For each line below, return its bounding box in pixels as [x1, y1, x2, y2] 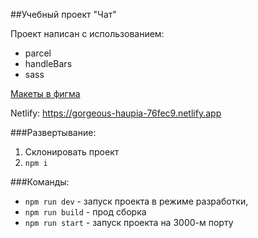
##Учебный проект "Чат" [10, 9, 117, 20]
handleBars [24, 58, 73, 69]
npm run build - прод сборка [24, 206, 147, 218]
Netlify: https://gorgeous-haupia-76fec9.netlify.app [10, 107, 222, 119]
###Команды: [10, 176, 70, 188]
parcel [24, 47, 52, 59]
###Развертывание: [10, 127, 97, 138]
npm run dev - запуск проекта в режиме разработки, [24, 195, 249, 207]
